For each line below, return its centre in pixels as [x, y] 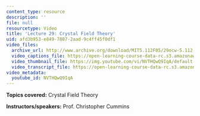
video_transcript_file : [41, 67]
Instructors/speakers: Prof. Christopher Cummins [68, 106]
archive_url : [28, 51]
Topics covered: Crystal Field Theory [52, 95]
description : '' [26, 17]
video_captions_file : [38, 56]
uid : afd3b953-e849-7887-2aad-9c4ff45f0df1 [61, 39]
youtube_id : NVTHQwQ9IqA [42, 78]
